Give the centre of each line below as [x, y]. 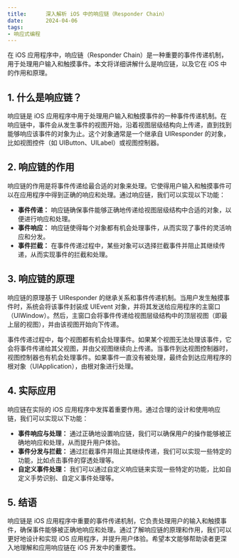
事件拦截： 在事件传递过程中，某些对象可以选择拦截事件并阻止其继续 [118, 245]
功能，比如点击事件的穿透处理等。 [68, 460]
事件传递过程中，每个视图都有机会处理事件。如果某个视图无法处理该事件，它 [119, 339]
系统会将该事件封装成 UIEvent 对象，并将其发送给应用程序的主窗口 [123, 306]
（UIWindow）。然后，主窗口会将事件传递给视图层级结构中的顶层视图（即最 [117, 315]
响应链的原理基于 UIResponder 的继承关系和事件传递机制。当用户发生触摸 [116, 297]
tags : [15, 27]
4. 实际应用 [32, 391]
